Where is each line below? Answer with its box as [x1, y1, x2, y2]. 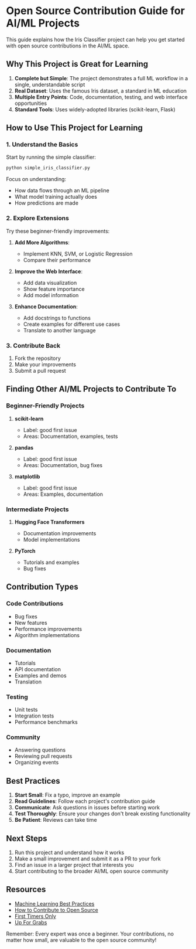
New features [14, 619, 48, 626]
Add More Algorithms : [14, 239, 70, 246]
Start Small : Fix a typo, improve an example [14, 791, 121, 798]
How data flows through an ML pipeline [14, 187, 109, 194]
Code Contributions [6, 600, 63, 608]
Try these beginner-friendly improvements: [6, 227, 110, 234]
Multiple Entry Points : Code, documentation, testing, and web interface [14, 93, 188, 100]
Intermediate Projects [6, 505, 69, 513]
